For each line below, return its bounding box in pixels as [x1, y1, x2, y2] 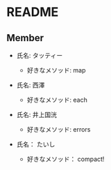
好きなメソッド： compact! [26, 155, 105, 163]
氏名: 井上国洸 [16, 111, 57, 118]
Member [6, 32, 44, 44]
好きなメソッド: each [26, 95, 88, 104]
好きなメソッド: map [26, 66, 86, 74]
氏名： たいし [16, 140, 55, 148]
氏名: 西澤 [16, 81, 45, 89]
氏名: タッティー [16, 52, 63, 59]
